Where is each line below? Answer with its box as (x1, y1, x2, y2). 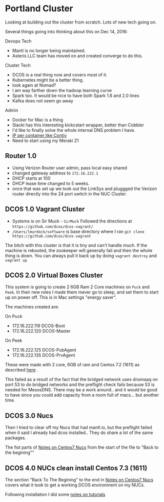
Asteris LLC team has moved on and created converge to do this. (12, 52, 143, 59)
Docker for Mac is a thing (12, 117, 63, 122)
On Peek (5, 337, 22, 343)
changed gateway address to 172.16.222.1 (12, 170, 99, 176)
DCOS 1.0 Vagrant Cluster (5, 205, 85, 214)
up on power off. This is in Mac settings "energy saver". (5, 294, 117, 300)
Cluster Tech (5, 62, 31, 68)
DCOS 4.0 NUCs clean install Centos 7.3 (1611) (5, 464, 147, 472)
